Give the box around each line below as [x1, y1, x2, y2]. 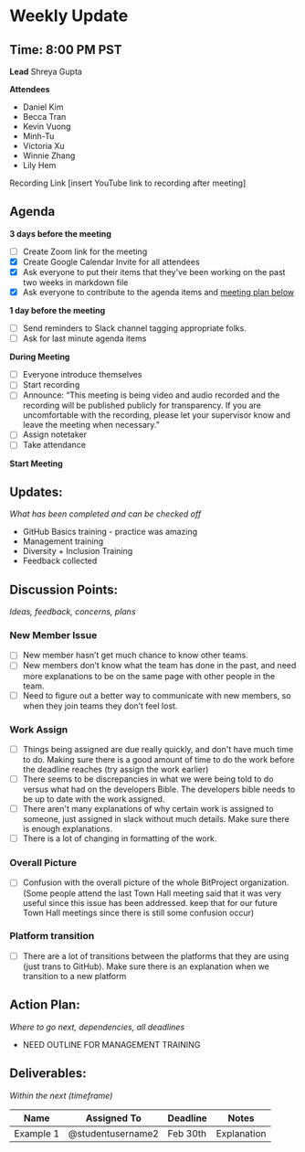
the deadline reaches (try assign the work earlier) [22, 763, 209, 774]
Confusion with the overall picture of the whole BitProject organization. [22, 877, 289, 888]
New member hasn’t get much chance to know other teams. [22, 650, 248, 661]
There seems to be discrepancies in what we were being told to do [22, 773, 274, 784]
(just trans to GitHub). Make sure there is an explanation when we [22, 961, 269, 972]
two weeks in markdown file [22, 277, 129, 288]
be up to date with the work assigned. [22, 794, 165, 805]
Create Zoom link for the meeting [22, 246, 148, 257]
